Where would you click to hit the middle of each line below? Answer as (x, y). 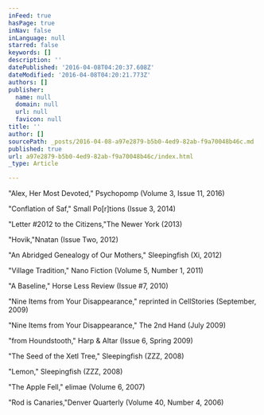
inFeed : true (30, 16)
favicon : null (39, 119)
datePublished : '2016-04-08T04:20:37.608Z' (82, 68)
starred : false (33, 45)
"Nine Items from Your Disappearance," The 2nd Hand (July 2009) (117, 325)
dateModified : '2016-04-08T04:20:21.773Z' (80, 75)
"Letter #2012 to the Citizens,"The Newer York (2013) (95, 225)
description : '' (35, 61)
